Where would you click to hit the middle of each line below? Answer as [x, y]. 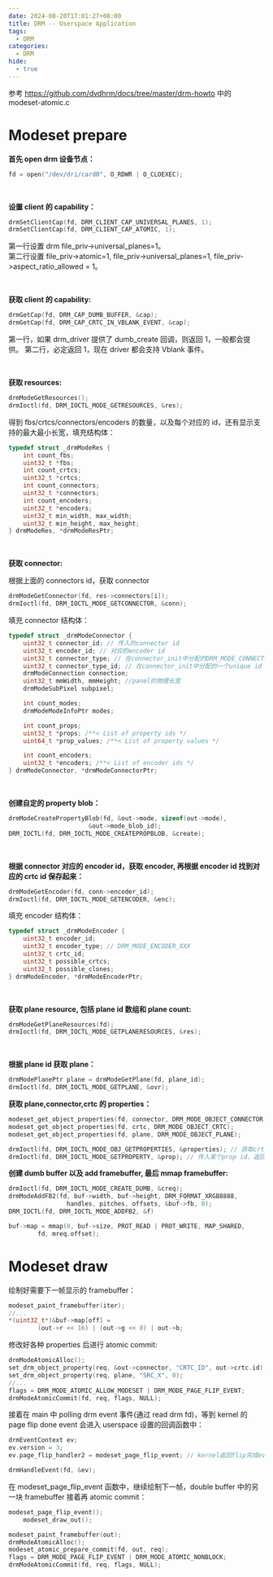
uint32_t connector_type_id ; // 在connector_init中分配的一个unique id [143, 666]
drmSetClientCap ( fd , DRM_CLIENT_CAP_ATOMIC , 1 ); [92, 230]
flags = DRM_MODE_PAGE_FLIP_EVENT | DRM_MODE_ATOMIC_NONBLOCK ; [118, 1557]
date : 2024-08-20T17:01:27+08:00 [65, 16]
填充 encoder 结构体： [46, 916]
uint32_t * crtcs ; [52, 478]
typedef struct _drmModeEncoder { [67, 931]
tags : [17, 31]
